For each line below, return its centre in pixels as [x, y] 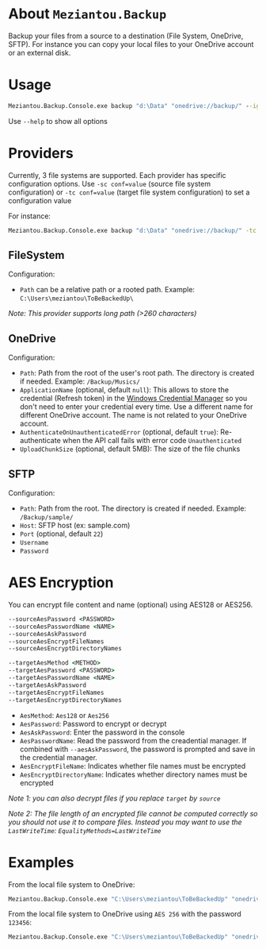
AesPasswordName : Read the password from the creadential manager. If [133, 740]
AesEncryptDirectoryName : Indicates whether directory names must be [133, 774]
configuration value [40, 200]
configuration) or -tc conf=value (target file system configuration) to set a [129, 192]
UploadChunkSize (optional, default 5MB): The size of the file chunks [130, 449]
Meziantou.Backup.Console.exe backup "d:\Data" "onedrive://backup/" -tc [133, 230]
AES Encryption [61, 583]
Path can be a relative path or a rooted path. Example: [107, 290]
